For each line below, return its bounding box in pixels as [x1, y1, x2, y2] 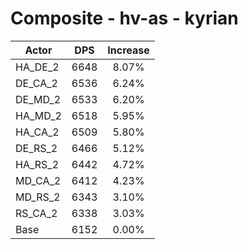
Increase [107, 43, 150, 57]
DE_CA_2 [15, 76, 58, 90]
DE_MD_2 [15, 92, 62, 106]
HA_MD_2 [15, 108, 62, 122]
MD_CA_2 [15, 173, 62, 187]
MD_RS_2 [15, 190, 61, 204]
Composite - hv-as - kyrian [10, 7, 239, 30]
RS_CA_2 [15, 206, 58, 220]
